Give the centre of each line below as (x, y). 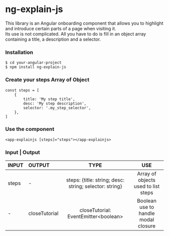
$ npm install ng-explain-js (36, 67)
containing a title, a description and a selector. (53, 39)
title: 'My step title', (49, 99)
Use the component (30, 129)
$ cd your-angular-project (33, 63)
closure (147, 226)
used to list (147, 186)
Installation (19, 52)
